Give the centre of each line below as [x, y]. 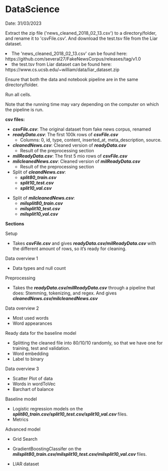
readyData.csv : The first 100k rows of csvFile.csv [65, 134]
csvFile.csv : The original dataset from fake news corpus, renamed [82, 129]
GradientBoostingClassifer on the [47, 449]
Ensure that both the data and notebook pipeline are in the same [72, 79]
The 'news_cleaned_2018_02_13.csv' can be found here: [69, 53]
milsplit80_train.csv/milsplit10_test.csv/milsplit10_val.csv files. [79, 454]
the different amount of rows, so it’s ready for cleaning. [69, 249]
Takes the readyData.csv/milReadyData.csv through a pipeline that [84, 287]
